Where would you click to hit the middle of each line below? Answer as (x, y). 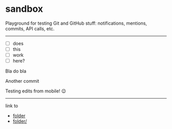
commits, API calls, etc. (30, 28)
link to (12, 106)
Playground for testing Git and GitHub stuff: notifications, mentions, (76, 23)
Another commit (22, 81)
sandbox (24, 9)
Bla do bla (16, 71)
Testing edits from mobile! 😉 (36, 91)
